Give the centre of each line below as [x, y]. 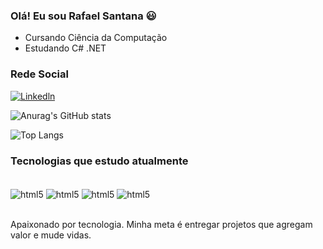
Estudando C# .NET [65, 48]
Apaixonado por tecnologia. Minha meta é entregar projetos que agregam [161, 224]
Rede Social [39, 74]
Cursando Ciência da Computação [96, 38]
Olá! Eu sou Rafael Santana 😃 [83, 16]
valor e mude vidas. [51, 235]
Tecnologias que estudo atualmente [99, 161]
